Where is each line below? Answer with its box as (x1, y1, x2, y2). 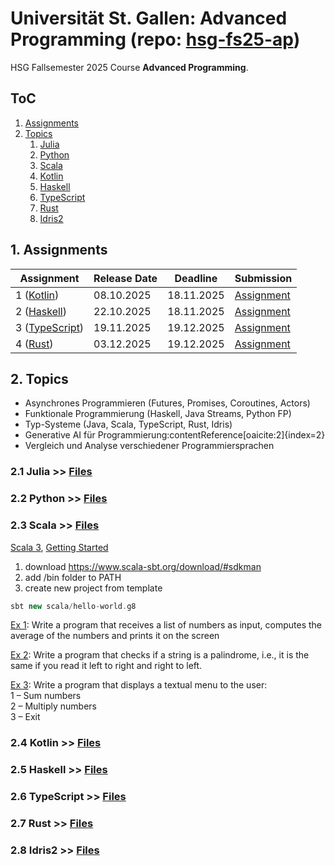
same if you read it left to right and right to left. (10, 660, 203, 672)
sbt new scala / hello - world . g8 (10, 601, 137, 611)
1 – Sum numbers (10, 690, 82, 702)
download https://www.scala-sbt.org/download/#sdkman (24, 560, 262, 572)
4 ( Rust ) (15, 337, 54, 351)
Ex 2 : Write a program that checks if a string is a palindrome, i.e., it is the (10, 649, 310, 661)
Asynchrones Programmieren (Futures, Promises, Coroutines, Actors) (24, 397, 311, 409)
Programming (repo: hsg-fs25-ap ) (10, 28, 301, 51)
